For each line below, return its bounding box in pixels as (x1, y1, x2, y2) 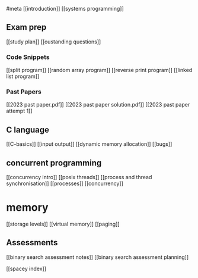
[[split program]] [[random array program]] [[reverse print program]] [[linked (6, 67, 193, 74)
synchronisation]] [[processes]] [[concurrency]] (6, 180, 123, 187)
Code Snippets (6, 53, 50, 61)
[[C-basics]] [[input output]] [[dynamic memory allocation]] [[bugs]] (6, 140, 173, 148)
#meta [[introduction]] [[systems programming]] (6, 5, 124, 12)
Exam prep (6, 22, 47, 32)
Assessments (6, 238, 58, 248)
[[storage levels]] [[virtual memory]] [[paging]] (6, 220, 120, 227)
